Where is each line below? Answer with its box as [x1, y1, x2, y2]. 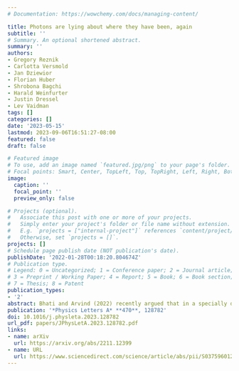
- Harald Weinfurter [7, 90, 69, 97]
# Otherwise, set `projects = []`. [7, 234, 119, 241]
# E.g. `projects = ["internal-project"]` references [7, 227, 176, 235]
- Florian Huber [7, 76, 55, 83]
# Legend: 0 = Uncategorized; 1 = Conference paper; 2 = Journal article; [7, 267, 234, 274]
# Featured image [7, 155, 59, 162]
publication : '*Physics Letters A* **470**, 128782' [7, 306, 167, 313]
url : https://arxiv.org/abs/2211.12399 [14, 340, 132, 347]
